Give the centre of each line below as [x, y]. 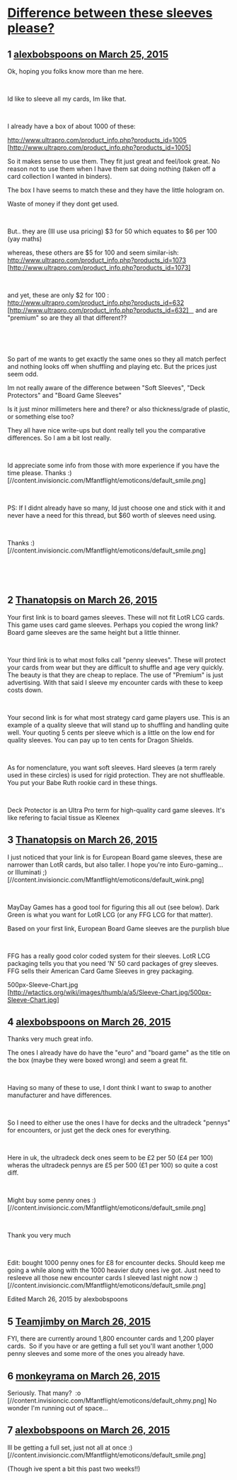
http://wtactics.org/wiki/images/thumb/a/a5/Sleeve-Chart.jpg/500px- [111, 992]
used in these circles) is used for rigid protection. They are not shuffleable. [116, 775]
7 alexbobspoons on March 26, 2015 [89, 1430]
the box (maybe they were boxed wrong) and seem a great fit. [98, 1060]
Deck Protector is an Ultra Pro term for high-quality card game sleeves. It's [116, 810]
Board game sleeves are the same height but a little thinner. [94, 632]
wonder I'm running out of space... [58, 1408]
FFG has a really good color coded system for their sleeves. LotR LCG [109, 956]
